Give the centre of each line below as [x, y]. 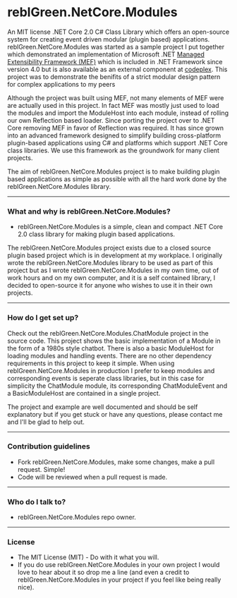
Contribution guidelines [49, 446]
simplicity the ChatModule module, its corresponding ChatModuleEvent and [117, 386]
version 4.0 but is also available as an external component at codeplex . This [117, 69]
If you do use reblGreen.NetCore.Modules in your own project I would [119, 565]
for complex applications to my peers [61, 84]
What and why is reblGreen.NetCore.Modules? [89, 211]
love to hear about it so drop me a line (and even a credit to [103, 573]
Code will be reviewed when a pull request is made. [92, 477]
